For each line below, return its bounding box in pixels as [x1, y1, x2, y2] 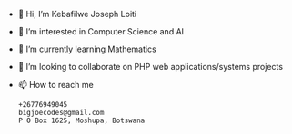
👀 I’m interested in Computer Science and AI [17, 26, 185, 36]
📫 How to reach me [17, 80, 94, 90]
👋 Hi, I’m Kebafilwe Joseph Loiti [17, 9, 137, 19]
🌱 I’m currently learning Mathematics [17, 43, 156, 54]
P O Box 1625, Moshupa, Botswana [17, 116, 146, 125]
